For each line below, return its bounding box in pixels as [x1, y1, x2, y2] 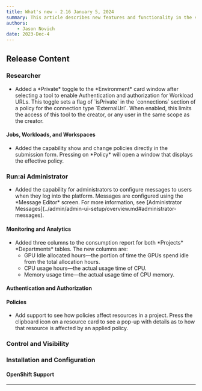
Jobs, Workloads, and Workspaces [6, 131, 96, 139]
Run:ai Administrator [6, 172, 69, 181]
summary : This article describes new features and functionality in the [6, 14, 192, 20]
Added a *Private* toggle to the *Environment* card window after [14, 85, 179, 92]
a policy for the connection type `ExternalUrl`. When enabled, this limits [14, 104, 192, 111]
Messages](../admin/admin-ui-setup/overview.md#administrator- [14, 205, 177, 213]
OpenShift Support [6, 371, 55, 378]
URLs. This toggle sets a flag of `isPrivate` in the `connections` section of [14, 98, 196, 105]
